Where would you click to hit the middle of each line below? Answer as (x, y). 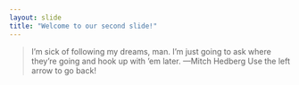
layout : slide (36, 17)
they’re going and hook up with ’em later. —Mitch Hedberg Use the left (161, 61)
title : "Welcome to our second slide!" (83, 26)
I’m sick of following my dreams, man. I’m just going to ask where (151, 51)
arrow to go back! (63, 70)
